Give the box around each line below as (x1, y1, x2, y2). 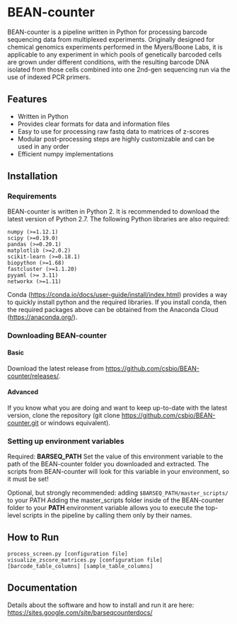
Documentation (7, 582, 78, 594)
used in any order (17, 142, 69, 151)
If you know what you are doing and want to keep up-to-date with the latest (7, 403, 228, 412)
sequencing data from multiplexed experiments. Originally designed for (7, 35, 214, 43)
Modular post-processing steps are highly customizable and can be (17, 134, 215, 143)
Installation (7, 171, 58, 183)
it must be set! (7, 475, 50, 483)
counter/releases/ (7, 371, 59, 380)
